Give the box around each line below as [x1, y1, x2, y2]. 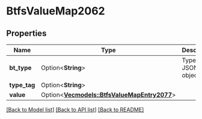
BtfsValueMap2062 [6, 4, 105, 18]
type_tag [9, 81, 35, 89]
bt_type [9, 64, 32, 72]
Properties [6, 28, 47, 38]
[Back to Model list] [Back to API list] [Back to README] [6, 106, 144, 113]
